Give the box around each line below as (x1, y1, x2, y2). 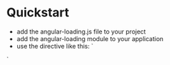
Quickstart (6, 5, 70, 21)
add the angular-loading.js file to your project (16, 27, 146, 36)
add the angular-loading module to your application (16, 34, 164, 42)
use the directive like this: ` (16, 42, 94, 50)
